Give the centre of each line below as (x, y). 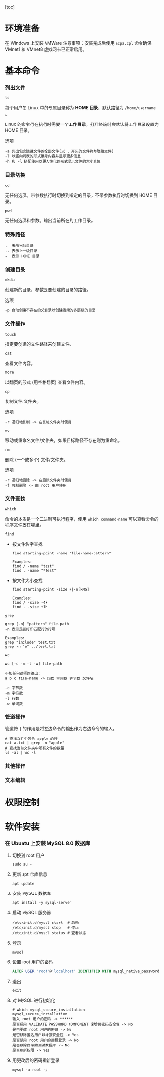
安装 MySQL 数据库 (32, 893)
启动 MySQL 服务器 (32, 912)
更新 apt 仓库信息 (30, 874)
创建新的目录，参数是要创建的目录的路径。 (48, 290)
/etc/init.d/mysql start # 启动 (46, 923)
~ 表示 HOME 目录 (22, 256)
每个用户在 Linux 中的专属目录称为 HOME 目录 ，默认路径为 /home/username (80, 108)
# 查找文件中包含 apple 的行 (31, 739)
